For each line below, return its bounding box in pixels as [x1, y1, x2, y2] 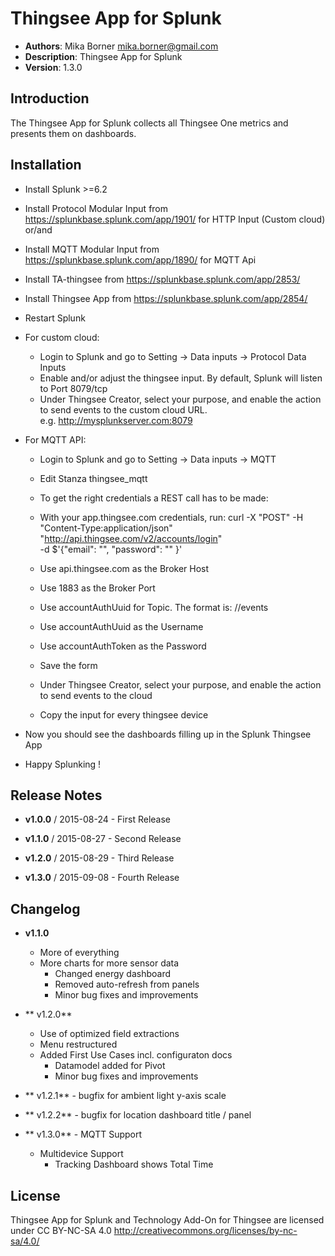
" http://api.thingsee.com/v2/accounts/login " [39, 532, 223, 544]
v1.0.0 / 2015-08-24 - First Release [24, 813, 172, 826]
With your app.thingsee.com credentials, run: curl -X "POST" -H [39, 511, 304, 523]
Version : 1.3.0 [24, 61, 83, 73]
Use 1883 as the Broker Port [39, 582, 156, 594]
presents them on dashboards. [10, 127, 137, 139]
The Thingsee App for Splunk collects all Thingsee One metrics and [10, 117, 289, 129]
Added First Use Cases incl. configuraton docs [39, 1049, 233, 1061]
